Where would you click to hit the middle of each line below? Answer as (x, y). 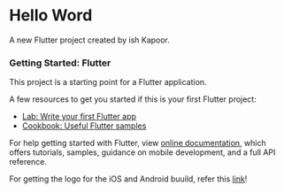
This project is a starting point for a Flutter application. (108, 82)
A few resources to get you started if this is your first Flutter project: (133, 99)
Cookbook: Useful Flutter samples (84, 126)
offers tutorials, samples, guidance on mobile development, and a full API (142, 152)
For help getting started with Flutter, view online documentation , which (138, 143)
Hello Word (51, 15)
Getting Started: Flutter (60, 63)
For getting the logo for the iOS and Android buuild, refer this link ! (128, 179)
